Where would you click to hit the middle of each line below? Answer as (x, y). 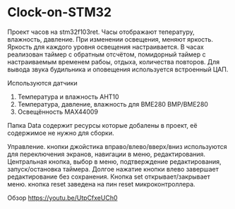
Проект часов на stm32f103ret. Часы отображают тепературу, (101, 32)
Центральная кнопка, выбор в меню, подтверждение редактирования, (114, 161)
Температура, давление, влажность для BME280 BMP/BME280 (113, 104)
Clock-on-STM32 (59, 12)
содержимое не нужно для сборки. (61, 133)
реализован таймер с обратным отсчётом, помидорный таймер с (107, 54)
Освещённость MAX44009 (58, 112)
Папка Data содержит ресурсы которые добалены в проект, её (102, 125)
